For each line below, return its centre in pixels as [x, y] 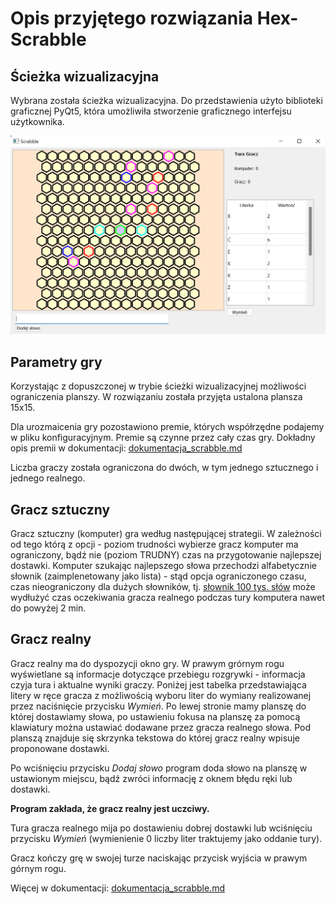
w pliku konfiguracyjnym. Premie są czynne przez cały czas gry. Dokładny [163, 438]
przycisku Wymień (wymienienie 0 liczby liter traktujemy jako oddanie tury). [166, 838]
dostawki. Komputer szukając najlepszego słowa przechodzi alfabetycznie [163, 566]
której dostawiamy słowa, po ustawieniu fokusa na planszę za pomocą [155, 716]
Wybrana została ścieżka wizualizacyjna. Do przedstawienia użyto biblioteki [166, 100]
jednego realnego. [48, 478]
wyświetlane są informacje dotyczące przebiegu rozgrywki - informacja [158, 674]
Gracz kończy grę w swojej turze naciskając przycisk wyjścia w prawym [159, 858]
